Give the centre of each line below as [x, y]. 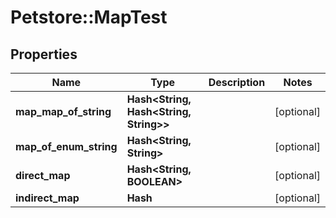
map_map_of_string [63, 111]
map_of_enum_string [66, 146]
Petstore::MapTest [89, 17]
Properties [44, 54]
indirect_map [47, 198]
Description [237, 82]
